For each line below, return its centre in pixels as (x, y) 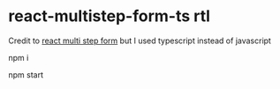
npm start (26, 74)
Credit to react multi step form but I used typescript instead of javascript (140, 41)
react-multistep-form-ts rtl (110, 16)
